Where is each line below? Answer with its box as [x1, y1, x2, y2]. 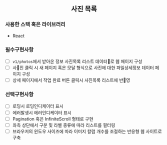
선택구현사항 [5, 91, 34, 98]
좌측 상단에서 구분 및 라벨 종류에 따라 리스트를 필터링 [12, 122, 115, 128]
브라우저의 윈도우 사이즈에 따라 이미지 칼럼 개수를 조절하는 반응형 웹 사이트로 [12, 128, 162, 134]
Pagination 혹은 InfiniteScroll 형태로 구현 [12, 115, 93, 121]
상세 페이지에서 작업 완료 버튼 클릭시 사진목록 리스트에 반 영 [12, 77, 130, 83]
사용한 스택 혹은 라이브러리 [5, 21, 66, 28]
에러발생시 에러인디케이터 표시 [12, 109, 71, 115]
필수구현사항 [5, 46, 34, 53]
